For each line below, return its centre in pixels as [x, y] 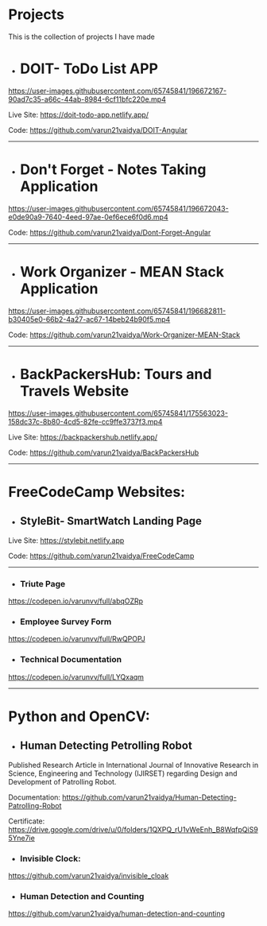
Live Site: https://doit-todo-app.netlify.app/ [79, 114]
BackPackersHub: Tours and [116, 374]
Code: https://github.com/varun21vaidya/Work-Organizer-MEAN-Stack [124, 335]
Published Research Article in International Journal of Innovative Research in [133, 765]
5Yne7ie [22, 838]
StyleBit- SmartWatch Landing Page [111, 521]
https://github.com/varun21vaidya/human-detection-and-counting [116, 914]
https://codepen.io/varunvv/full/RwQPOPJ [77, 639]
